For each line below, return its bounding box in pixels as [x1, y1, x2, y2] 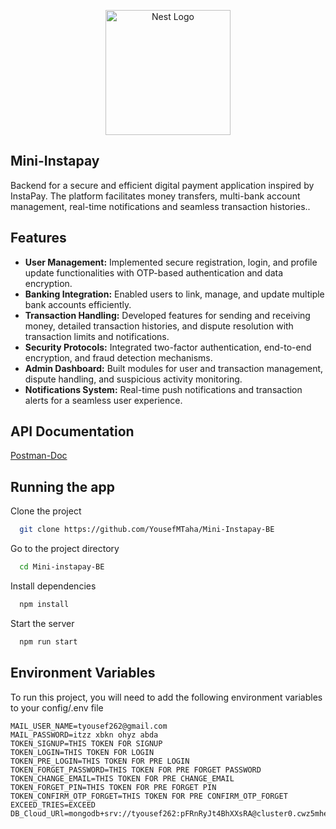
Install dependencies [10, 580, 97, 592]
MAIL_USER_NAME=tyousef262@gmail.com [10, 721, 168, 731]
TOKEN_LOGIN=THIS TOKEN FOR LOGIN [10, 747, 155, 757]
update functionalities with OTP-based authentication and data [24, 266, 283, 279]
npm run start [19, 636, 78, 647]
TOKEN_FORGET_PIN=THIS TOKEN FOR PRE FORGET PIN [10, 782, 217, 792]
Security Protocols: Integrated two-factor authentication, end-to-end [24, 341, 312, 353]
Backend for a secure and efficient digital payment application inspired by [10, 179, 315, 191]
